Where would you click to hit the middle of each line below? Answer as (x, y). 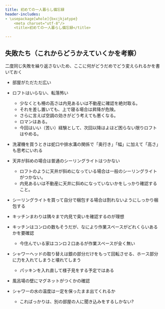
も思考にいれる (27, 150)
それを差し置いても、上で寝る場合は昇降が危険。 (69, 109)
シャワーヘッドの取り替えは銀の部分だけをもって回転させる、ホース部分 (85, 254)
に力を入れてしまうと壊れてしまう (46, 260)
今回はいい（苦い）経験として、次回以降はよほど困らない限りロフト (88, 127)
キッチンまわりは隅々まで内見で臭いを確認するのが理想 (68, 216)
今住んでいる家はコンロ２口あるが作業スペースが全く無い (77, 243)
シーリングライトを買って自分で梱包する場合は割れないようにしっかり (83, 200)
